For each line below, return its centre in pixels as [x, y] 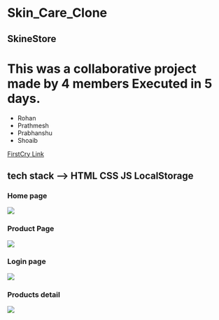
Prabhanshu [35, 133]
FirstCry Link [26, 154]
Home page [27, 195]
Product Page [31, 229]
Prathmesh [33, 125]
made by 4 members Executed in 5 [110, 84]
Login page [27, 262]
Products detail [34, 294]
